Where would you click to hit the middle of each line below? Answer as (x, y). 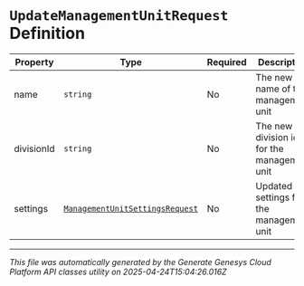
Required (227, 62)
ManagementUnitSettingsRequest (131, 208)
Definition (47, 33)
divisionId (34, 148)
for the (270, 148)
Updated (274, 186)
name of (273, 89)
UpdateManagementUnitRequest (119, 16)
